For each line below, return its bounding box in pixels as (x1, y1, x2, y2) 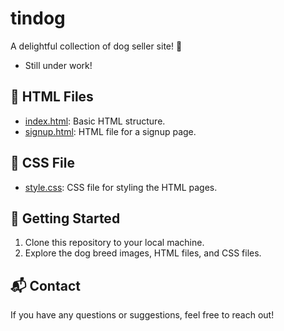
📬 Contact (10, 277, 81, 294)
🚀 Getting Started (10, 210, 121, 227)
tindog (10, 7, 66, 30)
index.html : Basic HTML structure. (24, 115, 166, 127)
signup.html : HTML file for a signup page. (24, 125, 197, 137)
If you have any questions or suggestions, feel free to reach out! (10, 309, 275, 321)
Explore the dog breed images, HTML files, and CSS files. (24, 247, 262, 259)
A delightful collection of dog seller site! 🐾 (10, 40, 183, 52)
